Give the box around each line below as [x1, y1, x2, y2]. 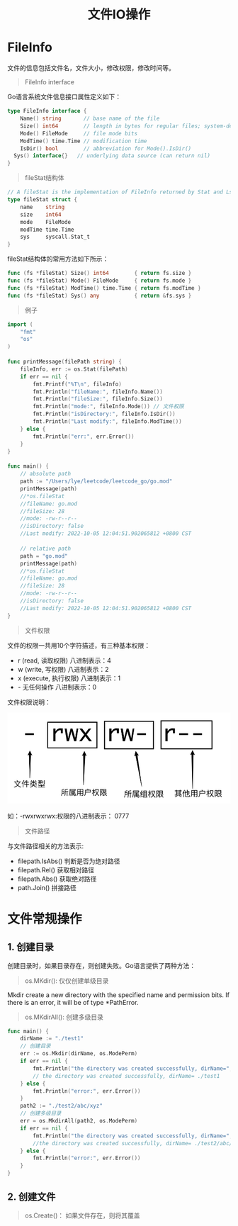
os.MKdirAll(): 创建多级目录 [24, 1013, 104, 1021]
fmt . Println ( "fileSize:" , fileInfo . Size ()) [33, 395, 163, 403]
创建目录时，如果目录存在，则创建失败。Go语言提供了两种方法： [7, 961, 196, 969]
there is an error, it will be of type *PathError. [7, 998, 139, 1006]
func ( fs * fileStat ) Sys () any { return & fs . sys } [7, 292, 192, 299]
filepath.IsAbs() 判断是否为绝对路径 [17, 857, 120, 865]
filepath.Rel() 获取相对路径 [17, 865, 94, 874]
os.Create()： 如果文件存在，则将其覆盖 [24, 1211, 140, 1220]
